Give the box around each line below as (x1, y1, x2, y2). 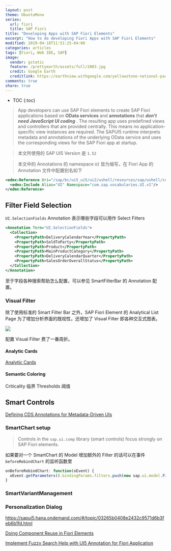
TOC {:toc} (12, 97, 36, 103)
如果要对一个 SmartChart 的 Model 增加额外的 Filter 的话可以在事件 (5, 452, 146, 458)
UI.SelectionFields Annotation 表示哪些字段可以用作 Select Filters (5, 215, 145, 222)
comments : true (5, 78, 38, 84)
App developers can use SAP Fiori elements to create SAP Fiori (17, 107, 151, 113)
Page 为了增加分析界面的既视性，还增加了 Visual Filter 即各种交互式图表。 (5, 316, 160, 322)
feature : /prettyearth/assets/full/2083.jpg (10, 64, 106, 69)
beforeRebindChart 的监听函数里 (5, 458, 72, 464)
